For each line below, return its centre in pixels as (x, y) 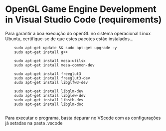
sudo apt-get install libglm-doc (49, 104)
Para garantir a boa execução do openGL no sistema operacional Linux (78, 33)
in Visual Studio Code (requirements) (83, 20)
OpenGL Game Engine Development (81, 9)
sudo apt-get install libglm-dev (49, 91)
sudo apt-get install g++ (41, 52)
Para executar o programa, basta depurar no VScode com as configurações (83, 118)
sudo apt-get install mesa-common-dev (54, 65)
